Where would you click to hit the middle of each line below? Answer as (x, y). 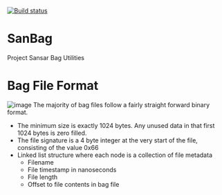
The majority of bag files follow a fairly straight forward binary (122, 104)
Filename (40, 162)
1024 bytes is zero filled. (52, 133)
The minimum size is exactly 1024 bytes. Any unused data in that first (116, 125)
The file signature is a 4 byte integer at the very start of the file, (108, 140)
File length (43, 177)
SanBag (30, 39)
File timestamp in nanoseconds (72, 169)
